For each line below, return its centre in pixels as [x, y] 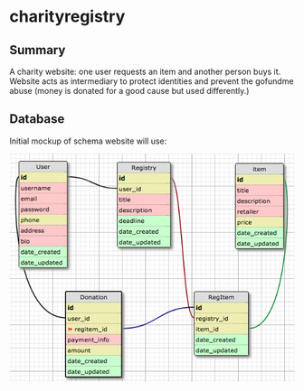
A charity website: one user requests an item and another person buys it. [145, 71]
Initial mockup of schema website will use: [88, 141]
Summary [38, 50]
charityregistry [67, 17]
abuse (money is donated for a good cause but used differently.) [129, 91]
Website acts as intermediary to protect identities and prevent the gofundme [152, 81]
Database [37, 119]
